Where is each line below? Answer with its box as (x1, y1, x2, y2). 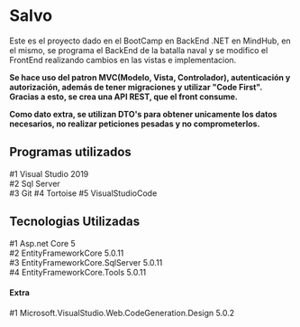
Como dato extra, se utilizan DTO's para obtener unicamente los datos (9, 108, 277, 119)
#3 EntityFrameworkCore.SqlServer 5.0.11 (9, 257, 163, 267)
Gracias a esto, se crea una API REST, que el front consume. (9, 91, 239, 102)
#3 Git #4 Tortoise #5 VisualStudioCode (9, 187, 158, 199)
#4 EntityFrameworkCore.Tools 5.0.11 (9, 266, 147, 277)
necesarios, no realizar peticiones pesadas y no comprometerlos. (9, 118, 260, 129)
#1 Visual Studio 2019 (9, 168, 89, 179)
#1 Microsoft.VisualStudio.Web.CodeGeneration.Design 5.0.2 (9, 307, 235, 318)
